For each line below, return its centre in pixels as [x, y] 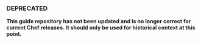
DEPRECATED [27, 8]
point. [14, 34]
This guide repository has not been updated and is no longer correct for [99, 21]
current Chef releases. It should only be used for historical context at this [101, 27]
